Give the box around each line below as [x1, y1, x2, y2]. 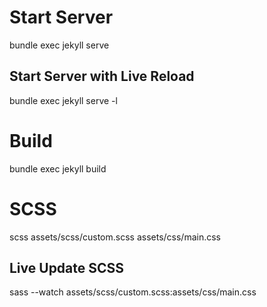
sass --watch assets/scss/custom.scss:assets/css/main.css [9, 286, 257, 298]
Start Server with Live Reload [9, 68, 195, 85]
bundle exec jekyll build [9, 162, 107, 175]
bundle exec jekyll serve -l [9, 94, 118, 106]
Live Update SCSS [9, 260, 125, 277]
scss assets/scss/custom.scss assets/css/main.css [9, 231, 222, 243]
